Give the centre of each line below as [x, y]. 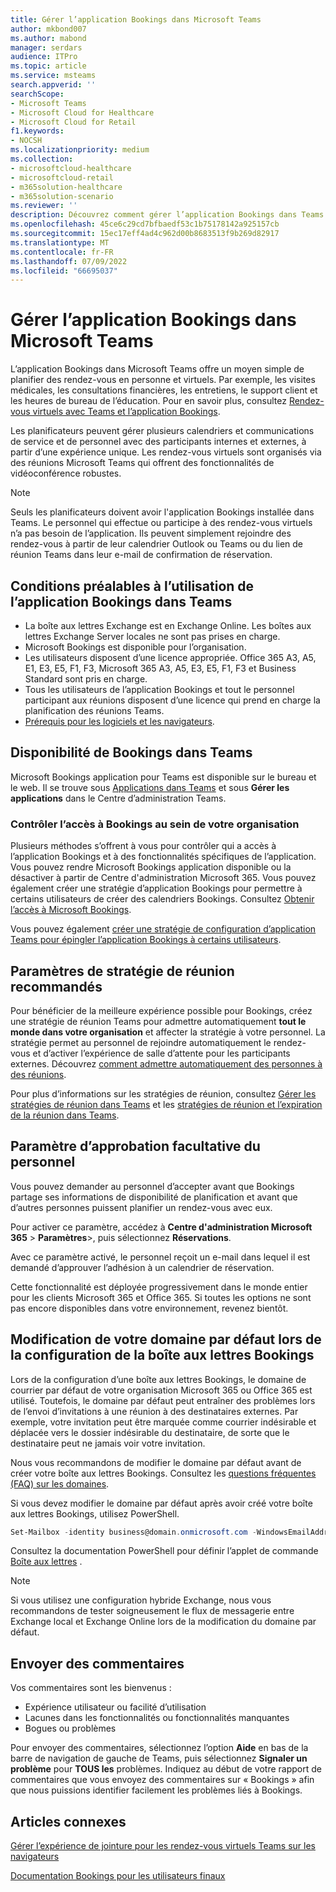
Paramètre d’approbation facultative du [135, 1146]
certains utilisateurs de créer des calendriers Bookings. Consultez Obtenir [162, 899]
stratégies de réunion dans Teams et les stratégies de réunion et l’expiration [166, 1104]
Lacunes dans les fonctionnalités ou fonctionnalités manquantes [157, 1718]
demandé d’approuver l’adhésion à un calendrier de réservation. [142, 1267]
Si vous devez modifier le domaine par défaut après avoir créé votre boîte [161, 1503]
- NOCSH [26, 141]
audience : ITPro [44, 57]
